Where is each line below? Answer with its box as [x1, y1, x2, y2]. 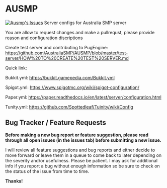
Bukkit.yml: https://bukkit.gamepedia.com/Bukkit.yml [5, 74, 115, 80]
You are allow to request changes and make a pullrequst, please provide [5, 29, 155, 35]
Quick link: [5, 65, 27, 71]
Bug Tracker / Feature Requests [5, 119, 107, 127]
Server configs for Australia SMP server [44, 20, 127, 26]
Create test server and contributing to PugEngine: [5, 44, 108, 50]
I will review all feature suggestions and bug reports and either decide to [5, 147, 155, 153]
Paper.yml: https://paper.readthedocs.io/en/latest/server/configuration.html [5, 94, 162, 100]
